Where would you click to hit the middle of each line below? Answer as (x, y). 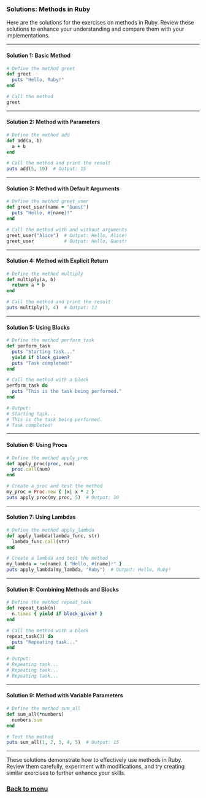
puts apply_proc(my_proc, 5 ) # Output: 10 (63, 497)
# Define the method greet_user (48, 201)
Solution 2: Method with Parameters (53, 122)
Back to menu (27, 789)
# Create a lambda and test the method (57, 558)
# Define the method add (38, 135)
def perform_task (29, 346)
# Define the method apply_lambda (51, 530)
